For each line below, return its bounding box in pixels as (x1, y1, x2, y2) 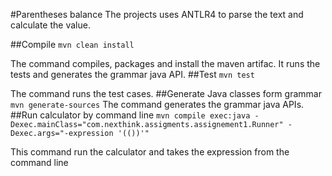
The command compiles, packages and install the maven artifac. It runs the (10, 58, 321, 69)
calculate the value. (10, 19, 91, 31)
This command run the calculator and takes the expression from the (10, 146, 290, 158)
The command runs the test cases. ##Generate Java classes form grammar (10, 88, 322, 99)
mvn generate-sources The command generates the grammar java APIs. (10, 99, 305, 110)
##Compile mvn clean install (10, 39, 135, 50)
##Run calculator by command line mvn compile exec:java (10, 109, 251, 121)
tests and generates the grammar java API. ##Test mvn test (10, 69, 255, 80)
